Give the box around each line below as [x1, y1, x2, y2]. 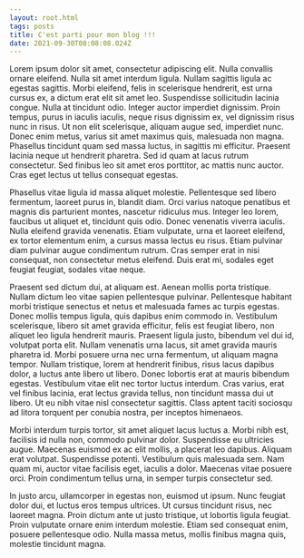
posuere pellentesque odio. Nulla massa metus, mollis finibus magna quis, [9, 529, 287, 540]
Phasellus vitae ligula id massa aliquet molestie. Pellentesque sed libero [9, 187, 277, 198]
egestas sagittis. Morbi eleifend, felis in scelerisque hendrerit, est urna [9, 83, 273, 93]
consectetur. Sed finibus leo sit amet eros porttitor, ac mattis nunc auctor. [9, 160, 284, 171]
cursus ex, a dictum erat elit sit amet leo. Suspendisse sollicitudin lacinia [9, 93, 279, 103]
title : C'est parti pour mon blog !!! [9, 30, 156, 39]
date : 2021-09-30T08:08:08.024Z [9, 38, 132, 48]
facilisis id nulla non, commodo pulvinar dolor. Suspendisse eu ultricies [9, 435, 275, 445]
